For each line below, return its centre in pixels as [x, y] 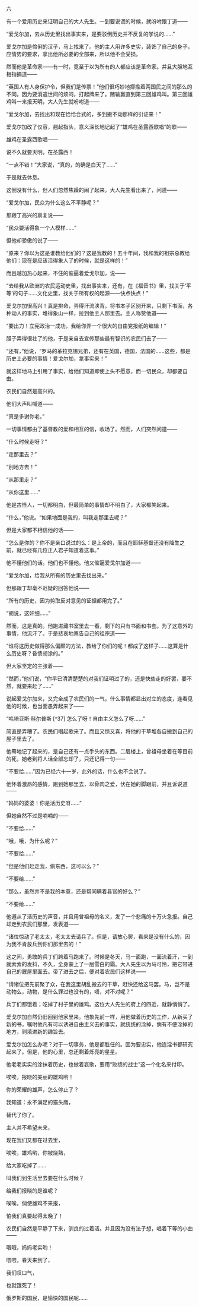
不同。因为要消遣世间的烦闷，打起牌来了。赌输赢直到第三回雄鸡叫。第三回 [97, 94]
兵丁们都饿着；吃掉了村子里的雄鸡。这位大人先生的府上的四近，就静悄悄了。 [99, 1004]
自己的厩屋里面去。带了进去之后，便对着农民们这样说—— [76, 971]
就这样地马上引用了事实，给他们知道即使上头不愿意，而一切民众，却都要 [94, 371]
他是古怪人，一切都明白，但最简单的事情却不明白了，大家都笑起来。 [89, 505]
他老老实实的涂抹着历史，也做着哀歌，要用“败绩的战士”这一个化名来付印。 [97, 1064]
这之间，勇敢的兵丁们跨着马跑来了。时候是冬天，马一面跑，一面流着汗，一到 [99, 956]
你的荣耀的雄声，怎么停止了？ [42, 1090]
